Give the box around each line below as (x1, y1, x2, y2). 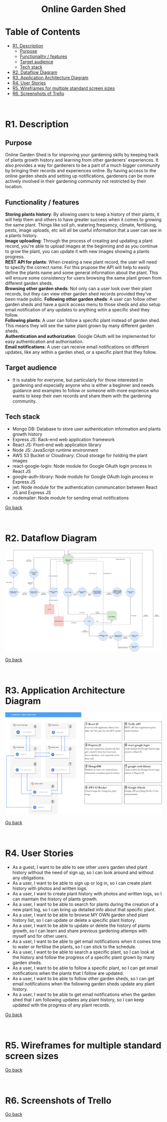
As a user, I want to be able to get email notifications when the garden (12, 991, 156, 997)
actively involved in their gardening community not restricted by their (5, 178, 147, 184)
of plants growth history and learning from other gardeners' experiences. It (5, 157, 159, 163)
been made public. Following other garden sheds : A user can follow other (5, 296, 158, 302)
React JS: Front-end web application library (12, 442, 102, 448)
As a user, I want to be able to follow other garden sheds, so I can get (12, 975, 155, 981)
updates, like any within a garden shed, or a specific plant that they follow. (5, 349, 157, 355)
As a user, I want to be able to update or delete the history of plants (12, 922, 151, 928)
